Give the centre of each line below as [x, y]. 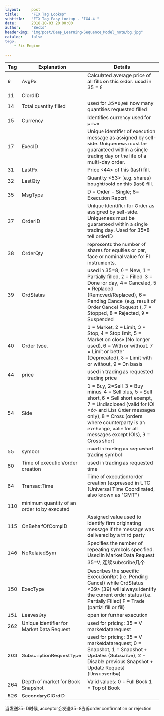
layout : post [23, 10]
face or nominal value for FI [119, 256]
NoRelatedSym [39, 553]
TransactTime [38, 486]
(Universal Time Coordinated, [121, 489]
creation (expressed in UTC [119, 483]
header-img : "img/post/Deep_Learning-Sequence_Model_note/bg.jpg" [74, 32]
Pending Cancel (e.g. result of [122, 301]
